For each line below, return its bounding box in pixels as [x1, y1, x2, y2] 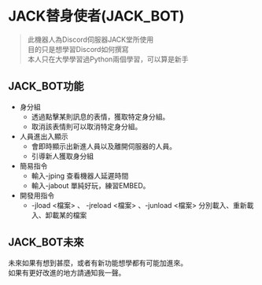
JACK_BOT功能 [8, 80, 84, 93]
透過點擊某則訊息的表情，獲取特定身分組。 [31, 112, 170, 121]
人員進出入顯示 [19, 131, 68, 141]
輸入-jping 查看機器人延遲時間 [31, 171, 129, 180]
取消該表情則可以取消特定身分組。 [31, 121, 142, 131]
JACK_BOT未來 [8, 235, 84, 249]
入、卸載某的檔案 [31, 210, 87, 220]
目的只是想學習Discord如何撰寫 [27, 44, 129, 54]
